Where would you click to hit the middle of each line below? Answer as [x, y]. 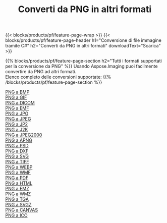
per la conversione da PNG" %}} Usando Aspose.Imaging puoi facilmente [81, 66]
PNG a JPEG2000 [24, 135]
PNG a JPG [17, 114]
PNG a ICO [16, 215]
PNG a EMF [17, 108]
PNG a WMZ [18, 194]
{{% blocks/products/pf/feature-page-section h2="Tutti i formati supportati [84, 61]
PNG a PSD [17, 146]
